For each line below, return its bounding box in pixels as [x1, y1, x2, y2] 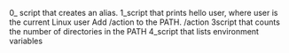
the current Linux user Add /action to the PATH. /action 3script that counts [9, 17, 281, 27]
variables [9, 35, 43, 46]
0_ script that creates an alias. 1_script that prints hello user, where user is [9, 8, 278, 18]
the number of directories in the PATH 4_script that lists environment [9, 26, 260, 36]
